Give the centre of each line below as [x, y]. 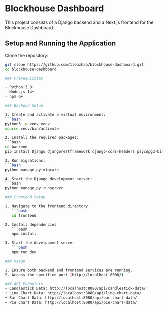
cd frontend [24, 215]
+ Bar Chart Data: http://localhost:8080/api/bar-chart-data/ [71, 298]
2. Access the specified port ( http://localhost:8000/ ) [64, 275]
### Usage [15, 261]
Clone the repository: [27, 55]
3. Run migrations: [25, 160]
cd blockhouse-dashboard [31, 69]
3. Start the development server [40, 243]
